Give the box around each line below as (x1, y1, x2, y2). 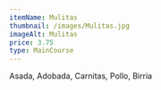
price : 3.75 (9, 37, 54, 47)
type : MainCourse (9, 46, 74, 55)
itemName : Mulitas (9, 12, 78, 22)
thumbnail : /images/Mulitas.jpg (9, 21, 130, 30)
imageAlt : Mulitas (9, 29, 78, 38)
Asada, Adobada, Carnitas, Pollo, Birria (9, 70, 153, 81)
